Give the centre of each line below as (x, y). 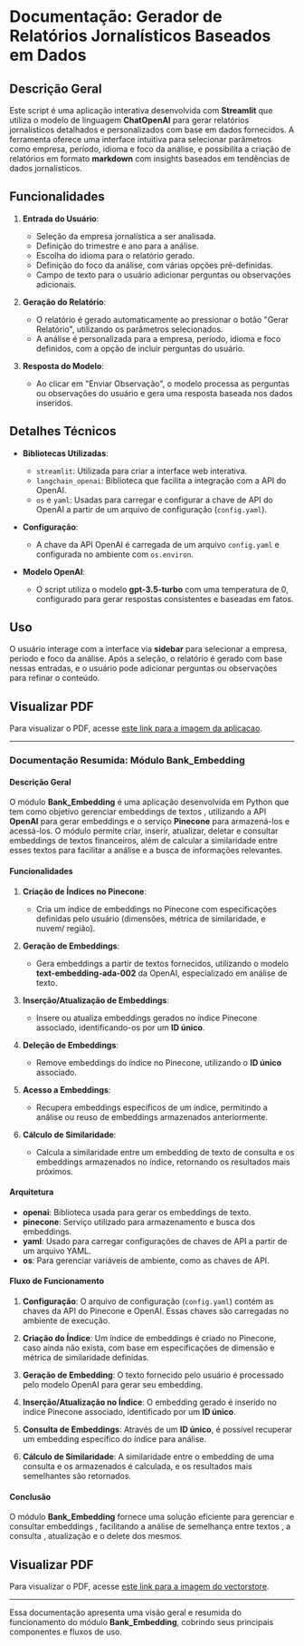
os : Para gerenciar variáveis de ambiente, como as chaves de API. (146, 1260)
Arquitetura (32, 1192)
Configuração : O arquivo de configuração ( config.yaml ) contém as (148, 1301)
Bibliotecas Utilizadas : (65, 453)
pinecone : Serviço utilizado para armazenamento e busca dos (139, 1222)
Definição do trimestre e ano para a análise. (117, 246)
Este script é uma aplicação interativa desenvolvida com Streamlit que (141, 110)
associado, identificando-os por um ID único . (120, 1028)
